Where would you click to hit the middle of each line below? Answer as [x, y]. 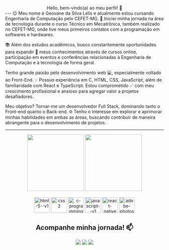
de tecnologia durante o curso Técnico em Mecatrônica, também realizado [82, 24]
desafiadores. [20, 97]
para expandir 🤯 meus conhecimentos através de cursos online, [71, 52]
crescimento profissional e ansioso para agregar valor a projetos [72, 91]
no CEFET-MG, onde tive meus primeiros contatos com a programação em [82, 29]
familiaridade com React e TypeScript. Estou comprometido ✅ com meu [80, 86]
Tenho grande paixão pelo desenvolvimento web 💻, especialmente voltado [83, 73]
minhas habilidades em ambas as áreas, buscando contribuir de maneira [80, 117]
